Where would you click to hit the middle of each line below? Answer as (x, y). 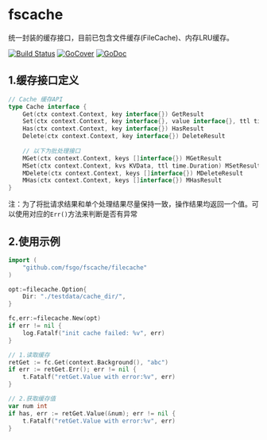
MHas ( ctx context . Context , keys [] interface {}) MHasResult (122, 180)
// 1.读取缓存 (29, 355)
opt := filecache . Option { (48, 289)
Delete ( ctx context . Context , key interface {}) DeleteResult (124, 137)
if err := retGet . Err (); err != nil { (72, 370)
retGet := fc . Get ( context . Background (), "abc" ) (89, 362)
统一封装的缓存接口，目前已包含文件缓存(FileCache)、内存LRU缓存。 (121, 37)
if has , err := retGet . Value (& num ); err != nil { (92, 413)
